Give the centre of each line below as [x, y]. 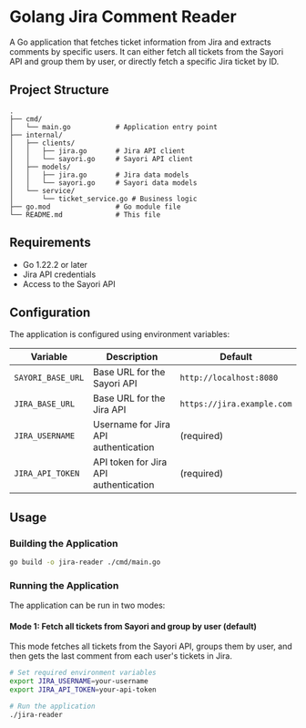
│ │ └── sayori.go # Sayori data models [103, 183]
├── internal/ [36, 135]
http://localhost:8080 [229, 378]
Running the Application [64, 585]
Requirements [50, 243]
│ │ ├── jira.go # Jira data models [99, 175]
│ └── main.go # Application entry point [114, 127]
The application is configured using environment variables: [120, 334]
